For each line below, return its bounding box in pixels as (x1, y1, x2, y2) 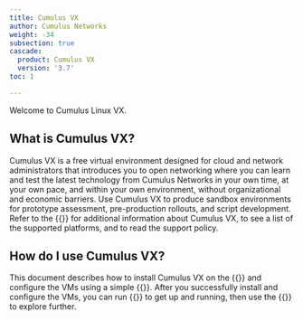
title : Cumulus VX (9, 13, 79, 23)
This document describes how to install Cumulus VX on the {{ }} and (9, 272, 262, 283)
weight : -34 (9, 30, 54, 39)
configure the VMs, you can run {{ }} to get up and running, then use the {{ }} (9, 291, 292, 303)
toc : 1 (9, 72, 34, 81)
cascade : (9, 47, 43, 56)
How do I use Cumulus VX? (9, 248, 166, 263)
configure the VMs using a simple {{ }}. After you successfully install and (9, 282, 279, 293)
